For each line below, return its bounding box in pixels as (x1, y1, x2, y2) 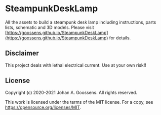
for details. (109, 35, 131, 41)
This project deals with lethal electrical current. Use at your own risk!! (5, 62, 147, 68)
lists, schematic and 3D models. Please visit (5, 24, 94, 30)
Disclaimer (5, 49, 39, 57)
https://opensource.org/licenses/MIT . (5, 104, 81, 110)
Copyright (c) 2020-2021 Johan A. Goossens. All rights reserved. (5, 89, 137, 95)
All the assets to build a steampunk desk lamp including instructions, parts (5, 19, 157, 25)
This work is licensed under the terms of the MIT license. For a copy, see (5, 99, 154, 105)
